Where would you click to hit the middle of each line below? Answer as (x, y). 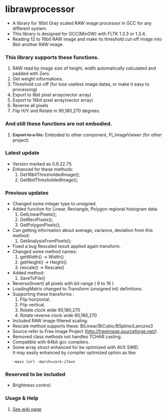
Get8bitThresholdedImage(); (49, 180)
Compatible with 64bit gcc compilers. (51, 342)
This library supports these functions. (52, 57)
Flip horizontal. (35, 299)
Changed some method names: (45, 252)
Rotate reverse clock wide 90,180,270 (58, 315)
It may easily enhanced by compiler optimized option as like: (75, 353)
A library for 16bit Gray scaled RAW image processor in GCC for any (82, 23)
